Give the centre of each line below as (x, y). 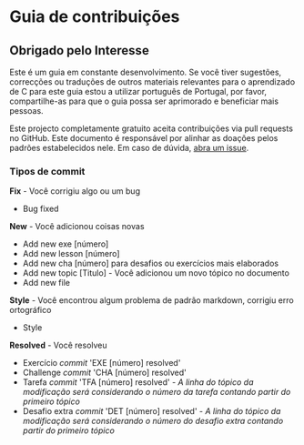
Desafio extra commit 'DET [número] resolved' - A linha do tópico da (152, 411)
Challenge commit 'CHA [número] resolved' (104, 373)
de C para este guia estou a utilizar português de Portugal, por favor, (138, 91)
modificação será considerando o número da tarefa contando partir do (157, 392)
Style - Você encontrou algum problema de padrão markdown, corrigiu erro (152, 300)
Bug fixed (41, 209)
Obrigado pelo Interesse (80, 51)
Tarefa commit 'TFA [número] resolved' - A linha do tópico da (138, 382)
